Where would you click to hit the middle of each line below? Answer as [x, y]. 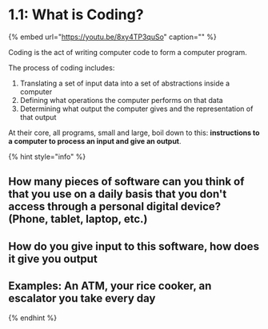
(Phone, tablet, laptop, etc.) [78, 219]
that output [38, 117]
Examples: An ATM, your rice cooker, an [110, 286]
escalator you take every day [82, 298]
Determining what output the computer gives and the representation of [136, 109]
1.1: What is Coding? [76, 15]
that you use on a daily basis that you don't [118, 194]
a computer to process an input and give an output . [95, 141]
